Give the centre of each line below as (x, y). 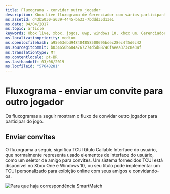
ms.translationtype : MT (30, 52)
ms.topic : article (25, 29)
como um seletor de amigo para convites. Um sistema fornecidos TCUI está (84, 160)
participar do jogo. (25, 121)
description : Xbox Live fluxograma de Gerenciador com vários (72, 15)
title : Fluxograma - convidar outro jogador (53, 10)
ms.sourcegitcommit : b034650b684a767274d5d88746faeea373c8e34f (73, 47)
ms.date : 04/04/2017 (27, 24)
